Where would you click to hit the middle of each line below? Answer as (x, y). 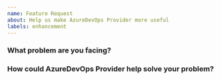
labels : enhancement (37, 26)
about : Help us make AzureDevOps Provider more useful (88, 20)
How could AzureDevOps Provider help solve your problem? (110, 69)
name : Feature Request (40, 13)
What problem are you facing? (59, 50)
